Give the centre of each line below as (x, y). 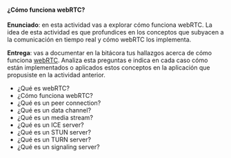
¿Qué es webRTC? (43, 88)
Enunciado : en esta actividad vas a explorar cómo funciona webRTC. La (110, 25)
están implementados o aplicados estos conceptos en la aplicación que (109, 68)
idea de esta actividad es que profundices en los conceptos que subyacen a (115, 32)
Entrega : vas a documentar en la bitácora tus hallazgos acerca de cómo (110, 53)
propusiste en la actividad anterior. (56, 75)
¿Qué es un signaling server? (58, 147)
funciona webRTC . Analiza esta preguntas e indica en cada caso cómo (108, 60)
